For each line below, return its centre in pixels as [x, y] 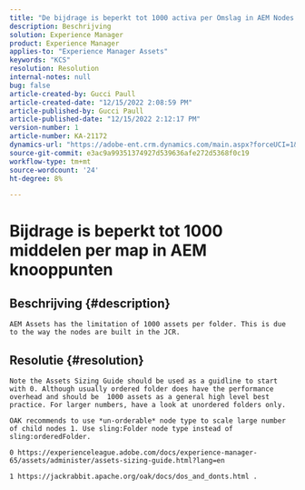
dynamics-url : [36, 145]
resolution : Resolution [54, 69]
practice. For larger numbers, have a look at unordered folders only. [148, 405]
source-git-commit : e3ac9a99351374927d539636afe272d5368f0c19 [129, 153]
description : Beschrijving [60, 26]
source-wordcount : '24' [54, 170]
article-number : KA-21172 [58, 136]
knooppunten [61, 270]
